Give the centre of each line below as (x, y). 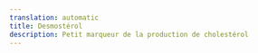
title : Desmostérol (46, 26)
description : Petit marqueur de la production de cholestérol (129, 34)
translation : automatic (54, 18)
